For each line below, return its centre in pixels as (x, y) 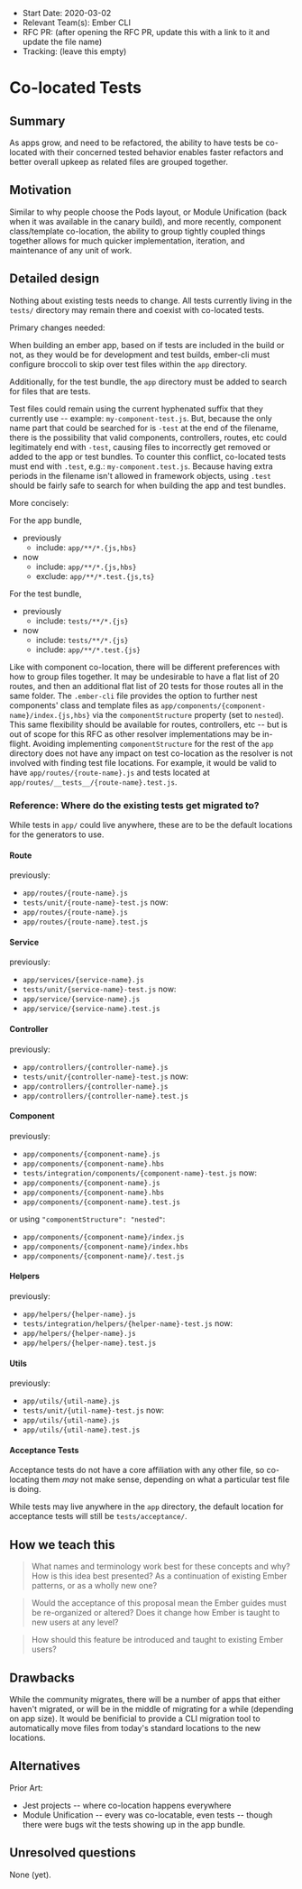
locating (24, 1479)
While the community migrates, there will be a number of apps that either (145, 1699)
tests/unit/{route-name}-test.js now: (95, 902)
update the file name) (62, 41)
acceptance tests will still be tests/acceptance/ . (98, 1516)
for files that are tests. (50, 391)
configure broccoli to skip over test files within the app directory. (128, 364)
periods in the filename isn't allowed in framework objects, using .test (141, 475)
